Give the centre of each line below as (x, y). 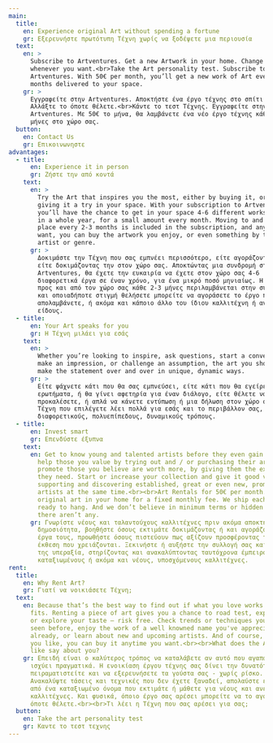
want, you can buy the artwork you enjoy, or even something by (149, 235)
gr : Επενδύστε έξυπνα (67, 439)
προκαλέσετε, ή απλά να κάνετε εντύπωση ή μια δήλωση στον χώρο (149, 402)
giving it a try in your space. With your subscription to (140, 205)
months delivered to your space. (87, 84)
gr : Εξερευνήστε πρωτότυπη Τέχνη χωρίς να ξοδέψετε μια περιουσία (138, 39)
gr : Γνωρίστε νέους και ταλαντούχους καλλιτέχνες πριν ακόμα (136, 522)
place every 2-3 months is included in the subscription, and (145, 228)
